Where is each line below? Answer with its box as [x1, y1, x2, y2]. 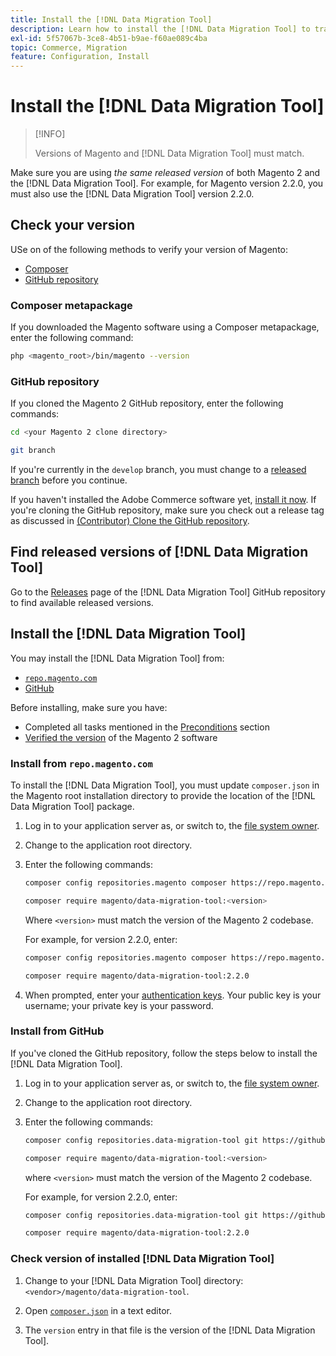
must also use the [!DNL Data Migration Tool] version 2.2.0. [10, 188, 255, 200]
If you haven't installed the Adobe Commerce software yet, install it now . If [10, 494, 317, 506]
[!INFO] [34, 128, 66, 140]
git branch [10, 446, 56, 456]
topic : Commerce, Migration [10, 42, 128, 53]
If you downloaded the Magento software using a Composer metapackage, [10, 321, 320, 333]
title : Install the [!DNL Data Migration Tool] [10, 14, 213, 25]
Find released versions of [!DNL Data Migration [10, 544, 309, 561]
